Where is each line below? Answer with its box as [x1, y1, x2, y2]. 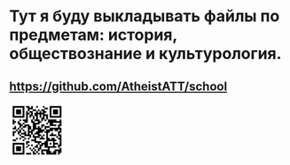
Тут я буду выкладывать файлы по [9, 6, 280, 26]
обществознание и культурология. [9, 44, 282, 64]
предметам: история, [9, 25, 177, 45]
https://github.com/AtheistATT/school [9, 79, 228, 94]
